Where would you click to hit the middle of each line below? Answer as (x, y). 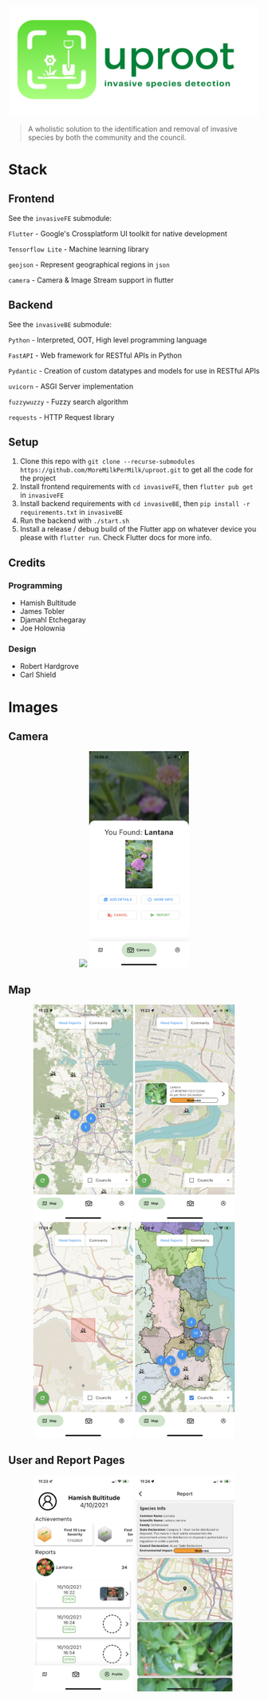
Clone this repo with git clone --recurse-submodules (107, 461)
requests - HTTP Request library (61, 417)
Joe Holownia (42, 628)
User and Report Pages (67, 1460)
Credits (27, 562)
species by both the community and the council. (107, 137)
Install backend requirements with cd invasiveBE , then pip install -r (135, 504)
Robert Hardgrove (49, 666)
